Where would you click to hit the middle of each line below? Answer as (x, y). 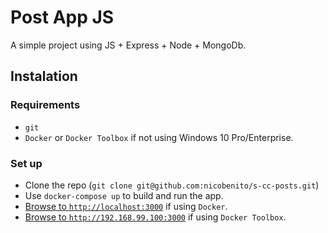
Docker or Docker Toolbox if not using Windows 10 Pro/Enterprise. (159, 137)
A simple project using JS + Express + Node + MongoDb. (128, 45)
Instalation (44, 76)
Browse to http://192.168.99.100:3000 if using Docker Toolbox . (155, 217)
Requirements (45, 105)
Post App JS (62, 17)
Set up (26, 163)
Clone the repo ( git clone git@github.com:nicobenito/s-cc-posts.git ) (172, 185)
